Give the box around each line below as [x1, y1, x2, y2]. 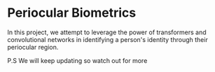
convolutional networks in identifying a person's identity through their [7, 35, 208, 43]
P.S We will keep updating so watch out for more [7, 56, 148, 64]
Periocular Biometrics [7, 5, 137, 21]
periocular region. [7, 43, 59, 51]
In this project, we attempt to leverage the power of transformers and [7, 28, 207, 36]
